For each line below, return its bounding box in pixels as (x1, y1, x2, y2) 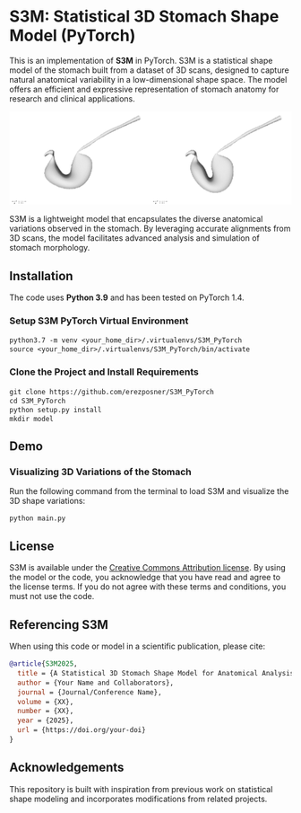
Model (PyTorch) (9, 25, 136, 46)
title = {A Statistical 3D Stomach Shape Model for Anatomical (17, 668, 258, 677)
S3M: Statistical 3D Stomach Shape (9, 6, 279, 27)
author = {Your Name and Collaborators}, (17, 678, 175, 687)
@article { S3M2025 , (9, 659, 78, 668)
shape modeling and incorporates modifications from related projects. (9, 793, 268, 804)
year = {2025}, (17, 716, 74, 725)
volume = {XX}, (17, 697, 74, 706)
